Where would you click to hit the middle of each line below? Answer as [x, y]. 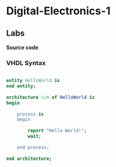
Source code [22, 47]
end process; [33, 147]
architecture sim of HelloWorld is [51, 97]
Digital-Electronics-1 [58, 11]
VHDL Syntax [26, 63]
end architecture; [29, 159]
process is [30, 114]
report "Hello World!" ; [57, 131]
